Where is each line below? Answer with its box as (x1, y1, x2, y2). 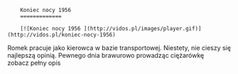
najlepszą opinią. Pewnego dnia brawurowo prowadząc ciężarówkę (7, 51, 205, 59)
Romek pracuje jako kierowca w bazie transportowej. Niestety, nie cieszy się (7, 44, 231, 52)
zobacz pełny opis (7, 58, 61, 67)
